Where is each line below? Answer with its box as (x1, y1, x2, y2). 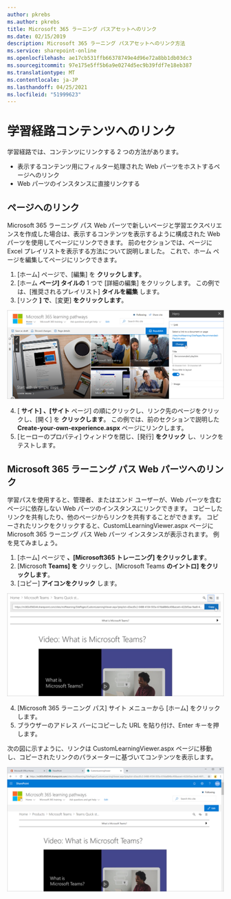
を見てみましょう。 (7, 539, 62, 547)
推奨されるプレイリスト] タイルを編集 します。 (31, 288, 164, 295)
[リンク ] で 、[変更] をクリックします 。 (16, 296, 128, 304)
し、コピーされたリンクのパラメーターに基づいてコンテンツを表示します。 (7, 753, 217, 761)
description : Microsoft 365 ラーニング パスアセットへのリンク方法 (7, 40, 186, 47)
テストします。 (16, 441, 60, 450)
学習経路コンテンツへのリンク (7, 124, 177, 139)
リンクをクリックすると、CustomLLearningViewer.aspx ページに (30, 522, 214, 530)
